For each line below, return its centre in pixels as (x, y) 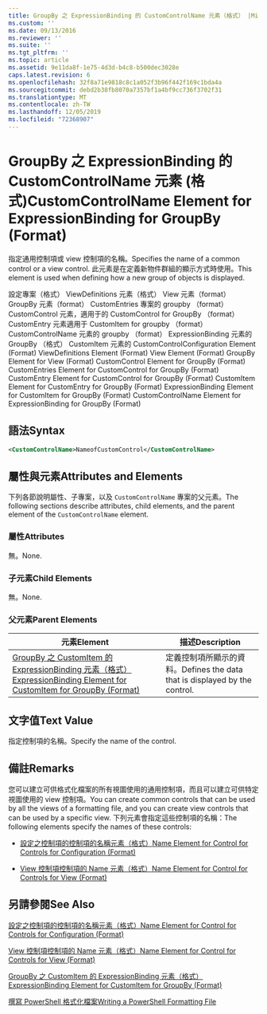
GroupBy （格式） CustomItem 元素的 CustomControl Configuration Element (132, 344)
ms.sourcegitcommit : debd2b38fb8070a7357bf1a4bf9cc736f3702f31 (115, 90)
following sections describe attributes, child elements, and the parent (122, 506)
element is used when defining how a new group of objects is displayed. (126, 277)
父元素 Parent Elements (53, 619)
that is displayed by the (209, 680)
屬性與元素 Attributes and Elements (96, 476)
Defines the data (213, 670)
